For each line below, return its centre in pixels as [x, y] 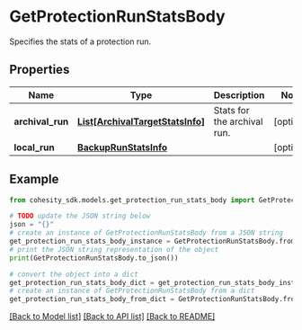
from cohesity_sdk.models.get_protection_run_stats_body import [132, 200]
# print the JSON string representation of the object [114, 249]
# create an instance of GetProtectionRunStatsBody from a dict [132, 291]
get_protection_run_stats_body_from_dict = [92, 299]
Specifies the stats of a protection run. [80, 41]
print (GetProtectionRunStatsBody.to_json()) [94, 258]
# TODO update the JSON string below [80, 216]
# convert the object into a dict [74, 274]
